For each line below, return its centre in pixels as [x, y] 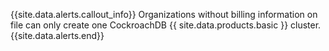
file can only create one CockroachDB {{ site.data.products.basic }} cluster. [166, 25]
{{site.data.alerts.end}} [57, 35]
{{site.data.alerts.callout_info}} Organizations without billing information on [164, 14]
